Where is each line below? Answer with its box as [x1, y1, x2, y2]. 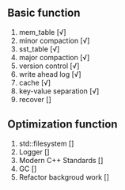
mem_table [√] [18, 27, 66, 36]
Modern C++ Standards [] [18, 155, 104, 165]
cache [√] [18, 78, 51, 87]
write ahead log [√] [18, 69, 81, 78]
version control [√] [18, 61, 80, 70]
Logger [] [18, 146, 50, 157]
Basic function [7, 6, 81, 20]
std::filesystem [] [18, 139, 74, 148]
